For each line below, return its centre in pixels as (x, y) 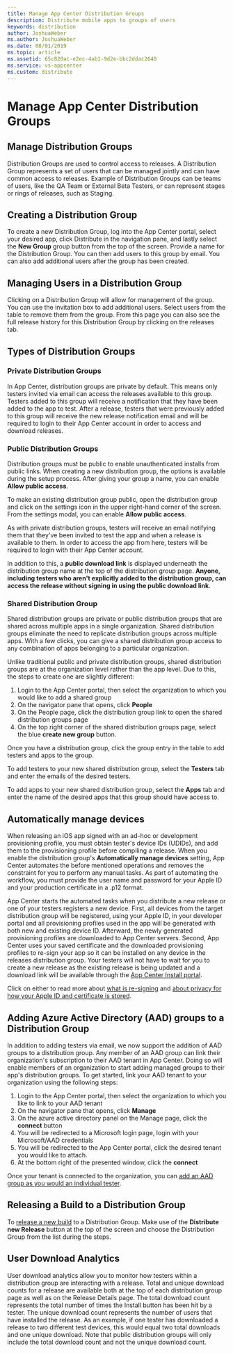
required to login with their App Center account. (75, 550)
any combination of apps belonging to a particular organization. (98, 649)
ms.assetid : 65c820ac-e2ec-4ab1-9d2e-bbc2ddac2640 (82, 59)
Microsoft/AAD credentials (55, 1140)
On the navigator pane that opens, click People (85, 705)
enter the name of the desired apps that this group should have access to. (113, 797)
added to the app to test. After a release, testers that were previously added (116, 409)
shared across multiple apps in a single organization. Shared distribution (111, 626)
